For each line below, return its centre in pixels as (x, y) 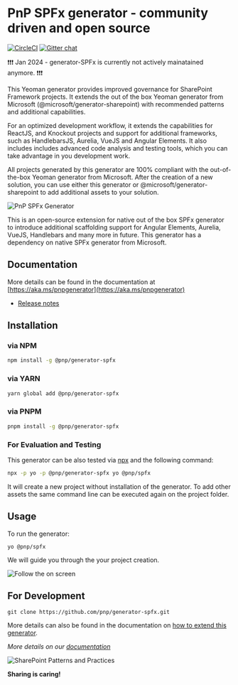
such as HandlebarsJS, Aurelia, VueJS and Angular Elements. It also (107, 141)
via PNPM (25, 411)
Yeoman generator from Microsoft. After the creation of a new (122, 177)
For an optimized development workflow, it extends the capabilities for (110, 125)
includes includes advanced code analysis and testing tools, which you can (118, 148)
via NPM (22, 346)
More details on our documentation (59, 647)
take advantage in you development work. (69, 156)
